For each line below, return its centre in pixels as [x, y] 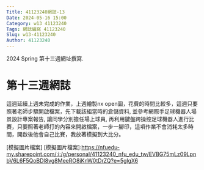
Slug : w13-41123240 [31, 35]
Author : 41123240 [28, 40]
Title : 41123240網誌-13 [36, 12]
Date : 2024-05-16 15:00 [37, 18]
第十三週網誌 [39, 86]
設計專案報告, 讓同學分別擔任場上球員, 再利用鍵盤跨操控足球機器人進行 [100, 119]
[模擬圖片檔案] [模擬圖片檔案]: [44, 147]
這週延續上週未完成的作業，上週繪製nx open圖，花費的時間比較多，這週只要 [102, 103]
